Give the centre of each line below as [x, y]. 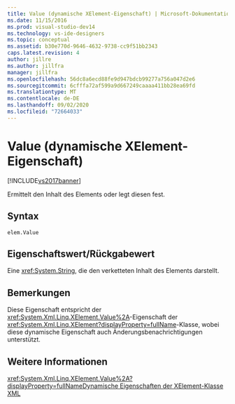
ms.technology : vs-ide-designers [56, 33]
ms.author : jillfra [36, 66]
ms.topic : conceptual [39, 40]
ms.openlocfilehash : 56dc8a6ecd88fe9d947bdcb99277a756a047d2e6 [101, 79]
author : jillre [29, 60]
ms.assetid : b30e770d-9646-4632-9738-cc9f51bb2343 [83, 46]
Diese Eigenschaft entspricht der [55, 310]
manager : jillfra [33, 72]
